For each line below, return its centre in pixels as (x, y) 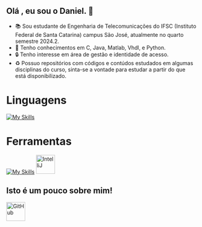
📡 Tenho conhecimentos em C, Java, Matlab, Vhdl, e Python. (90, 47)
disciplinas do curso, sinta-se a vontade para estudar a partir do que (100, 69)
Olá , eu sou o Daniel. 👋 (50, 11)
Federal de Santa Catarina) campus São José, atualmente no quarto (99, 34)
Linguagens (36, 100)
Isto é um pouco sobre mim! (59, 191)
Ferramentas (39, 141)
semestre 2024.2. (37, 41)
